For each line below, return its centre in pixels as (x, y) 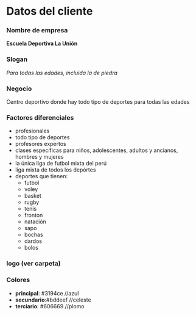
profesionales (32, 131)
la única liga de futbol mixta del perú (61, 164)
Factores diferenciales (40, 118)
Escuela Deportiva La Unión (42, 43)
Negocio (19, 89)
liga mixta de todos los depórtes (55, 170)
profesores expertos (40, 144)
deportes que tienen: (41, 176)
